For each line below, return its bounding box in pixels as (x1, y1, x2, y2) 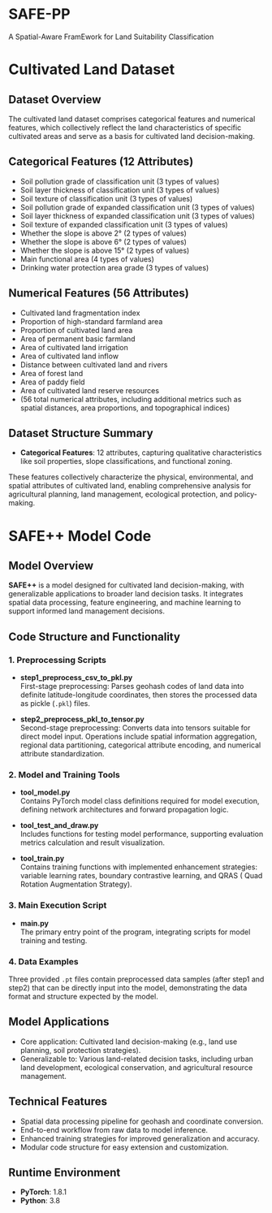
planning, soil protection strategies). (19, 1045, 141, 1055)
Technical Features (8, 1094, 108, 1109)
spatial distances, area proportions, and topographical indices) (19, 403, 231, 413)
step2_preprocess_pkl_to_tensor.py (19, 714, 145, 724)
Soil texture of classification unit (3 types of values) (19, 193, 193, 203)
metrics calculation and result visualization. (19, 838, 165, 847)
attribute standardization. (19, 749, 105, 759)
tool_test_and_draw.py (19, 821, 99, 830)
